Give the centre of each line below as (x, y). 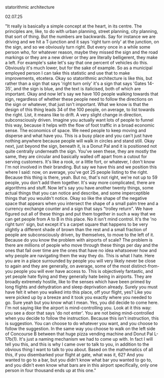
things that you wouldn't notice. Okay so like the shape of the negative (76, 198)
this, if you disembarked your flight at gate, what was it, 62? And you (74, 355)
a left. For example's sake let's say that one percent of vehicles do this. (77, 63)
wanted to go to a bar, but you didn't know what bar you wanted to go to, (79, 360)
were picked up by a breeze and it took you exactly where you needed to (79, 297)
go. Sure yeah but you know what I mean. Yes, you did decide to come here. (82, 302)
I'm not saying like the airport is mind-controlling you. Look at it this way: (78, 308)
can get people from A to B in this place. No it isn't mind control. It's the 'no (81, 219)
